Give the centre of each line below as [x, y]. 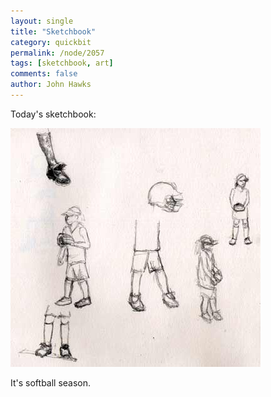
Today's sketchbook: [53, 114]
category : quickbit [51, 42]
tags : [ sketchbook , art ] [62, 63]
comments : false [44, 74]
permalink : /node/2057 [57, 53]
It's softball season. [51, 382]
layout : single [42, 21]
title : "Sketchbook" [53, 31]
